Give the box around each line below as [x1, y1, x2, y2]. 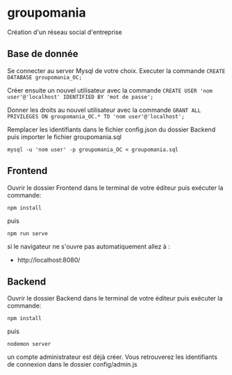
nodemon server [7, 341, 51, 348]
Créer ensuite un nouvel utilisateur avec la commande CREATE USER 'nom [7, 86, 213, 95]
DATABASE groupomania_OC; [7, 74, 82, 81]
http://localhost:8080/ [17, 255, 81, 264]
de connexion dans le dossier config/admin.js [7, 360, 138, 369]
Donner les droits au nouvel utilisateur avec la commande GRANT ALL [7, 106, 201, 114]
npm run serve [7, 230, 49, 237]
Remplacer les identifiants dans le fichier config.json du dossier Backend [7, 125, 216, 134]
